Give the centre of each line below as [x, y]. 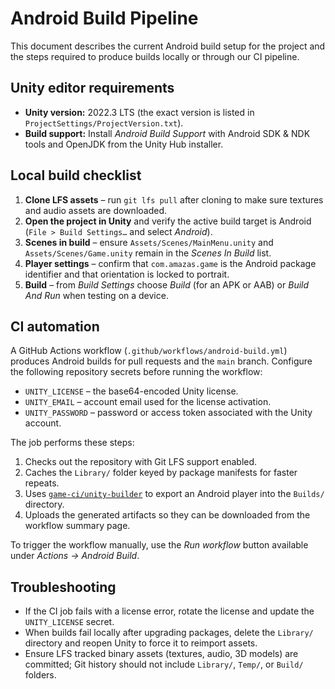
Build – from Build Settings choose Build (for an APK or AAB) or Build [167, 284]
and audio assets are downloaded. [96, 210]
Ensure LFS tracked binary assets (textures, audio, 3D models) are [161, 654]
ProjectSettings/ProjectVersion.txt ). [104, 123]
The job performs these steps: [72, 443]
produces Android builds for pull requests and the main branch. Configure [161, 361]
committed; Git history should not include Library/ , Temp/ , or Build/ [164, 664]
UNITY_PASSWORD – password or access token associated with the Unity [168, 413]
